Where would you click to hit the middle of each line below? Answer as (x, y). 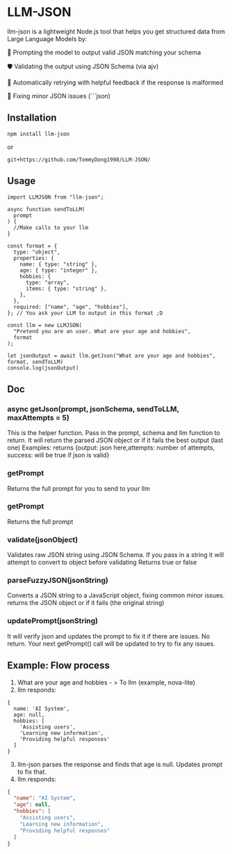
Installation (32, 118)
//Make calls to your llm (51, 227)
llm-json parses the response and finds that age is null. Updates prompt (120, 764)
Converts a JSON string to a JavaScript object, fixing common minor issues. (116, 595)
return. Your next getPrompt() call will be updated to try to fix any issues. (111, 643)
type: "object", (37, 252)
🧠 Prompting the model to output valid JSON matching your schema (104, 52)
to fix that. (32, 772)
